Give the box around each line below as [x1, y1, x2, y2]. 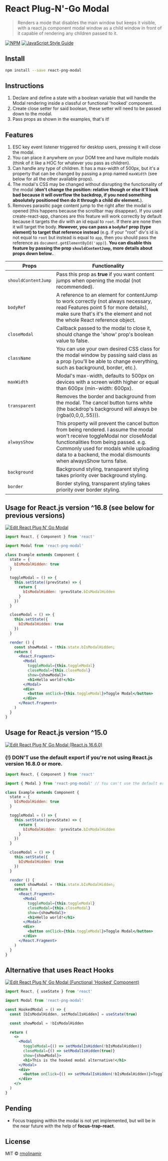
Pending [5, 1104, 32, 1113]
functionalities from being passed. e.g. [56, 439, 146, 446]
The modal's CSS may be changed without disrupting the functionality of [12, 181, 162, 187]
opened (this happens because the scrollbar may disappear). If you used [12, 208, 162, 214]
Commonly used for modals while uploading [56, 445, 160, 452]
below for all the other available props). [12, 176, 93, 182]
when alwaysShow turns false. [56, 457, 128, 465]
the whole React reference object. [56, 317, 136, 324]
